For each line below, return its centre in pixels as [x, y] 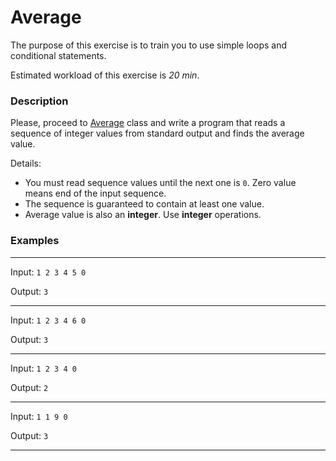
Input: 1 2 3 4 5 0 [48, 272]
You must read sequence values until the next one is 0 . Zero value [160, 183]
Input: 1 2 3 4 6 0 [48, 320]
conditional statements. [58, 55]
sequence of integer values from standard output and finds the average [157, 133]
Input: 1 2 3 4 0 [43, 368]
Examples [35, 241]
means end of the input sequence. [95, 193]
